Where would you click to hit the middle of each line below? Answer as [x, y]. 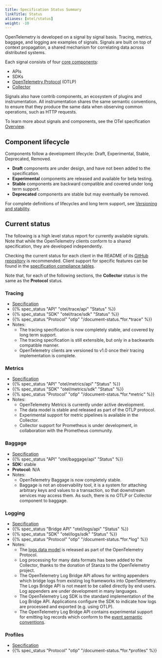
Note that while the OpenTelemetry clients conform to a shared [68, 241]
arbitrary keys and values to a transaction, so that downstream [82, 490]
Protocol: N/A [26, 469]
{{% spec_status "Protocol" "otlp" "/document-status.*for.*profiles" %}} [84, 651]
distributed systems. [26, 53]
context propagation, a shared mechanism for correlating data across [75, 47]
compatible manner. [39, 345]
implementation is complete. [48, 356]
